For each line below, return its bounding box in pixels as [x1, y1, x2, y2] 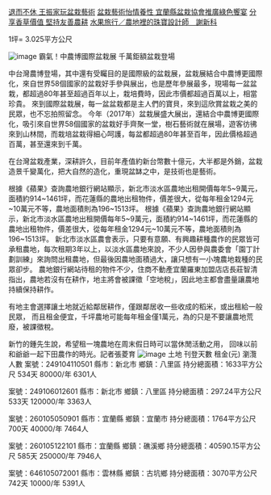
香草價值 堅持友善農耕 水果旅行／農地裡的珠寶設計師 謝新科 [15, 17, 218, 27]
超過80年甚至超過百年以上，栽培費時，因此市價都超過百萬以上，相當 [29, 89, 258, 99]
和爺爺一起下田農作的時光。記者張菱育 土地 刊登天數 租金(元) [8, 350, 241, 359]
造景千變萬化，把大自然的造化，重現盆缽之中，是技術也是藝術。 [8, 166, 220, 176]
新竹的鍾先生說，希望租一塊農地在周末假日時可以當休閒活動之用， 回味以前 [8, 339, 258, 349]
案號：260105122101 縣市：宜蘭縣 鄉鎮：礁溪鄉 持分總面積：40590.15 [8, 441, 240, 451]
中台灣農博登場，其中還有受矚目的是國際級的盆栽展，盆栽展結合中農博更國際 [8, 69, 263, 78]
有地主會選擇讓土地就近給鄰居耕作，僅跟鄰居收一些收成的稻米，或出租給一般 [8, 302, 263, 311]
